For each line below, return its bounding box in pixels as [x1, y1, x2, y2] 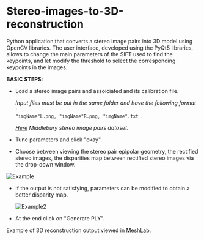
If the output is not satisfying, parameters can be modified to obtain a [15, 184, 190, 192]
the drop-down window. [15, 160, 76, 168]
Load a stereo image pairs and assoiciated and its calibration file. [15, 87, 179, 94]
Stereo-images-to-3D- [6, 4, 124, 18]
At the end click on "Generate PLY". [15, 214, 105, 222]
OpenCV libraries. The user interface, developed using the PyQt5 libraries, [6, 44, 194, 51]
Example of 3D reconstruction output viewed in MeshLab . [6, 227, 151, 234]
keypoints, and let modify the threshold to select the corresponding [6, 57, 176, 64]
